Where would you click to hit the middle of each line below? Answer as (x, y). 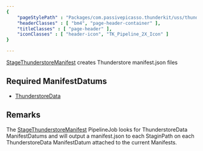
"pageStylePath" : (40, 18)
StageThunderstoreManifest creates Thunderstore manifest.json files (92, 62)
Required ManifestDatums (57, 81)
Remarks (24, 115)
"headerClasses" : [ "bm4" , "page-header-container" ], (89, 23)
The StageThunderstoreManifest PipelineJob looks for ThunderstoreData (97, 129)
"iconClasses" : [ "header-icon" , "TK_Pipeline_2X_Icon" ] (93, 34)
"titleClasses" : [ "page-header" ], (65, 29)
